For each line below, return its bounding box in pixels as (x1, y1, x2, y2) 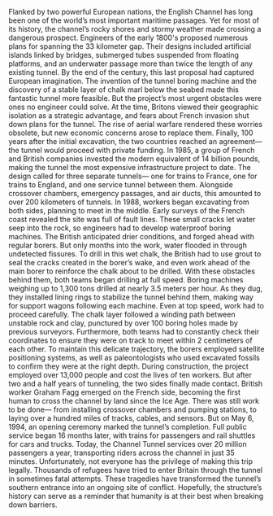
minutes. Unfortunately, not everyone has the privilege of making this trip (8, 457, 253, 466)
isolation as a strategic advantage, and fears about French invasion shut (8, 111, 249, 120)
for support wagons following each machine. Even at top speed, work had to (8, 301, 264, 310)
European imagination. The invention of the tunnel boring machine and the (8, 77, 258, 85)
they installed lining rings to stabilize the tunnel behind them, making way (8, 292, 254, 302)
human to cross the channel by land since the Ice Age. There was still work (8, 396, 260, 405)
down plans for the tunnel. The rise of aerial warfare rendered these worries (8, 120, 262, 129)
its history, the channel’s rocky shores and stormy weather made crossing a (8, 24, 262, 33)
